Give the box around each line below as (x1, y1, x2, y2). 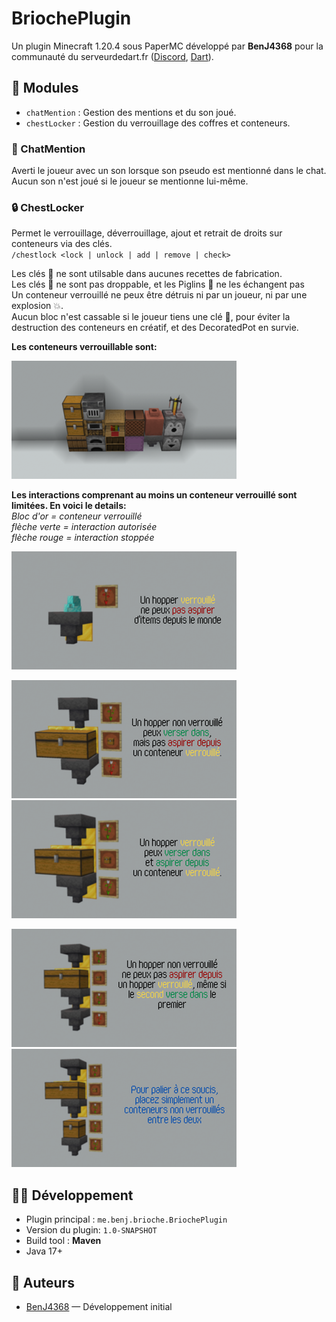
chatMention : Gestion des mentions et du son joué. (25, 106, 237, 118)
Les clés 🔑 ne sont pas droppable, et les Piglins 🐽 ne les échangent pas (11, 278, 305, 291)
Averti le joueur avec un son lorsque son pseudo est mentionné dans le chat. (11, 165, 327, 177)
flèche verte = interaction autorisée (11, 521, 158, 533)
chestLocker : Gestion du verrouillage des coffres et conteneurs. (25, 117, 291, 129)
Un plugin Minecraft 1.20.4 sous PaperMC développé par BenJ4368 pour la (11, 40, 324, 52)
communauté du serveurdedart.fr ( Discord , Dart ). (11, 50, 214, 62)
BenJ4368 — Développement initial (25, 1300, 173, 1312)
